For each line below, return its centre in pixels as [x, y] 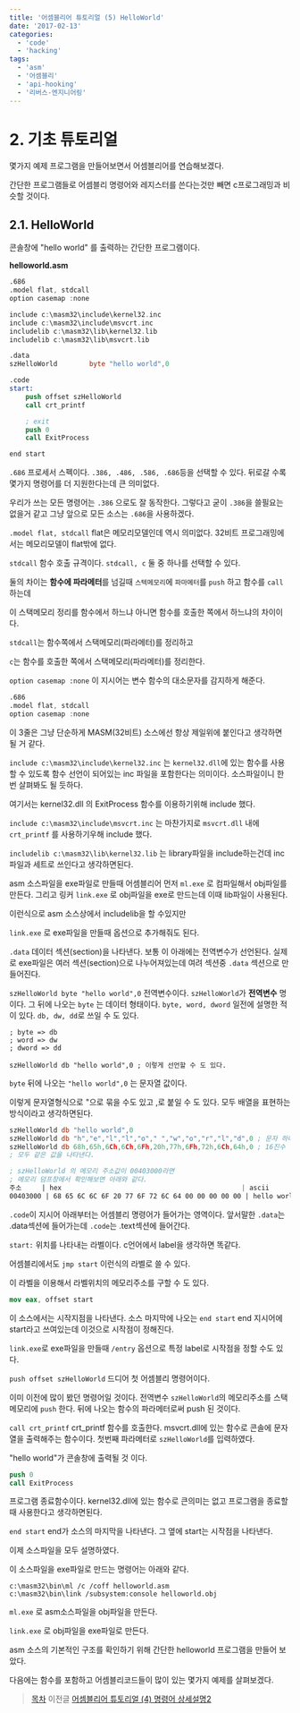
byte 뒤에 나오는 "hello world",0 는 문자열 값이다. [98, 1083]
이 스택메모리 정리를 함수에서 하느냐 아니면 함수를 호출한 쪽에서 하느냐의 [134, 612]
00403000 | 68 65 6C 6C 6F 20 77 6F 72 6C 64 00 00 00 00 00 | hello [142, 1196]
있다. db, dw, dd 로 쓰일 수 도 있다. [79, 1015]
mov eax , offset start [51, 1300]
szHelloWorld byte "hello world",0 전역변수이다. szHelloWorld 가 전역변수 [143, 993]
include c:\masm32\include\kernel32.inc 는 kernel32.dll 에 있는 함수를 [139, 763]
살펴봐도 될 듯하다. [50, 785]
